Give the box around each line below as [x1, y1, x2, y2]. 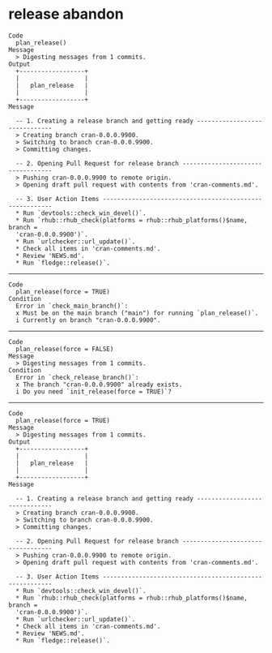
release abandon [8, 5, 124, 24]
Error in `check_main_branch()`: [15, 302, 129, 310]
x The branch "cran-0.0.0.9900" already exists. [15, 380, 183, 389]
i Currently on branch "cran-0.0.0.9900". [15, 316, 161, 324]
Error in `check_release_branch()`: [15, 373, 139, 381]
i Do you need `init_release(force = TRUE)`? [15, 387, 172, 396]
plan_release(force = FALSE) [15, 345, 114, 353]
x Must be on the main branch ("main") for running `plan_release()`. [15, 309, 259, 317]
